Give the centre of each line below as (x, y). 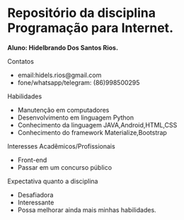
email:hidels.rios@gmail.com (59, 75)
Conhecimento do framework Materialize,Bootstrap (92, 132)
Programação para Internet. (90, 28)
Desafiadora (35, 195)
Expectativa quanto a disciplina (53, 181)
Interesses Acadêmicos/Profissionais (61, 146)
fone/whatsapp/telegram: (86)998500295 (79, 82)
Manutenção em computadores (63, 110)
